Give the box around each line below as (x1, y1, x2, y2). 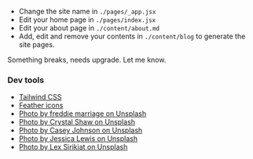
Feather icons (18, 101, 64, 110)
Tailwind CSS (18, 92, 62, 102)
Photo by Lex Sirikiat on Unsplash (18, 143, 128, 152)
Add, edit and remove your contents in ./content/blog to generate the (18, 31, 246, 41)
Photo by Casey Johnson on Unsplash (18, 125, 143, 136)
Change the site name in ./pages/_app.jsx (18, 7, 156, 16)
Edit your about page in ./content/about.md (18, 23, 160, 32)
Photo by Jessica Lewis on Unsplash (18, 134, 138, 143)
